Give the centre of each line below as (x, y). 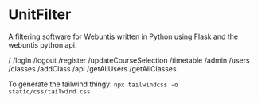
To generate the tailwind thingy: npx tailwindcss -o (93, 84)
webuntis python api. (43, 44)
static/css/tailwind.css (49, 92)
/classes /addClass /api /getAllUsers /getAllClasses (92, 68)
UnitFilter (40, 15)
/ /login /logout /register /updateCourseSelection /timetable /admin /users (129, 60)
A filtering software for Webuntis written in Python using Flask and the (123, 36)
